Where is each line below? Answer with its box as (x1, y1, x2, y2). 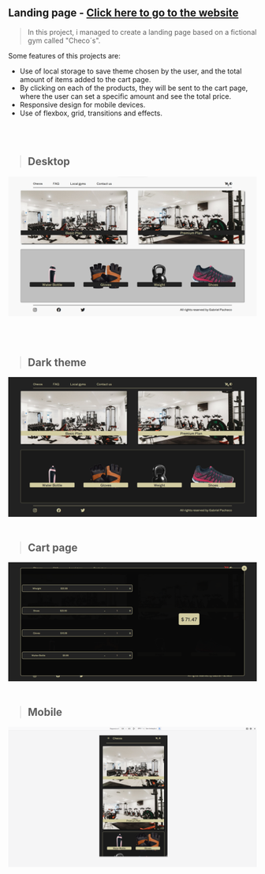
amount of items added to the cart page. (19, 74, 151, 84)
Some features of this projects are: (8, 51, 121, 60)
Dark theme (27, 356, 87, 369)
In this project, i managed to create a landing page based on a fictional (27, 27, 257, 36)
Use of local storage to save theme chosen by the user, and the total (19, 66, 242, 76)
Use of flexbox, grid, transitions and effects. (19, 108, 163, 118)
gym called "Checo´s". (27, 36, 101, 45)
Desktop (27, 155, 71, 168)
